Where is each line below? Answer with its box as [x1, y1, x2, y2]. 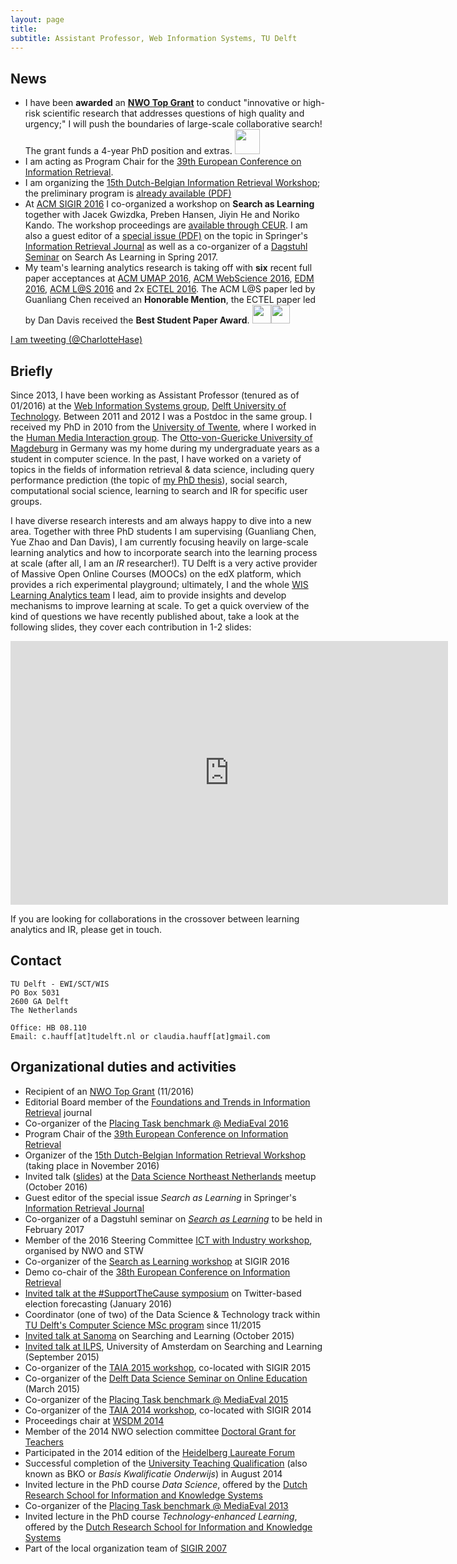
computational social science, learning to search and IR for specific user [10, 485, 308, 496]
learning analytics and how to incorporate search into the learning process [10, 547, 318, 558]
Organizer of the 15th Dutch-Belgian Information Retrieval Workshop [24, 1149, 307, 1161]
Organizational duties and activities [10, 1059, 237, 1076]
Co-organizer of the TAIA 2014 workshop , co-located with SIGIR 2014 [24, 1404, 312, 1416]
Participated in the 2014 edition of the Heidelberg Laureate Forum [24, 1446, 296, 1458]
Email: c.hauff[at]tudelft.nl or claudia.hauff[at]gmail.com [10, 1031, 271, 1041]
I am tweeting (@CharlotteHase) [10, 334, 143, 346]
